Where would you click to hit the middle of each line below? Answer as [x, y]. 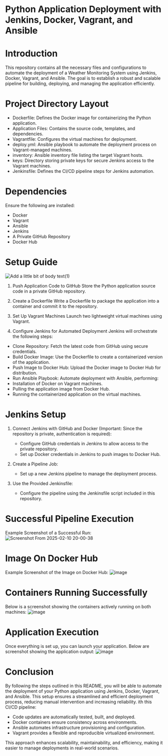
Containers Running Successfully [76, 592]
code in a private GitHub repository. [49, 291]
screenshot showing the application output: [50, 651]
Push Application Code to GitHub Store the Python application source [84, 286]
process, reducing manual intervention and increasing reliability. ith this [78, 702]
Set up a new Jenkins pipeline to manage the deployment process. [88, 474]
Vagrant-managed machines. [42, 150]
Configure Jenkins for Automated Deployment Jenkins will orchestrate [85, 331]
